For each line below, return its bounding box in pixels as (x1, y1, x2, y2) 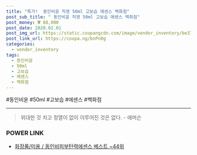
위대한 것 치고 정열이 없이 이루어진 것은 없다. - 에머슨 (20, 114, 142, 120)
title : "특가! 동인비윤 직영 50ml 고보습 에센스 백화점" (6, 8, 130, 15)
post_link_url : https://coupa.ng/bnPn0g (6, 36, 107, 42)
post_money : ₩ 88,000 (6, 19, 59, 25)
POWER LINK (6, 129, 44, 137)
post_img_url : (6, 30, 41, 36)
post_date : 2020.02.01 (6, 25, 62, 31)
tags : (6, 52, 19, 58)
